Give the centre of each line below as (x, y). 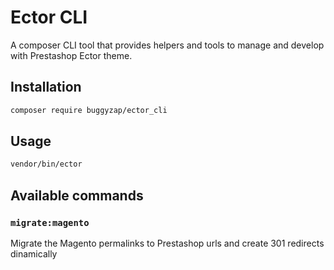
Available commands (77, 195)
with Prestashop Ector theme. (71, 55)
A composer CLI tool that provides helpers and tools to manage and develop (167, 45)
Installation (46, 87)
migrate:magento (50, 222)
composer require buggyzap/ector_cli (89, 110)
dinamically (34, 254)
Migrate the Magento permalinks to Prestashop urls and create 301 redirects (167, 243)
